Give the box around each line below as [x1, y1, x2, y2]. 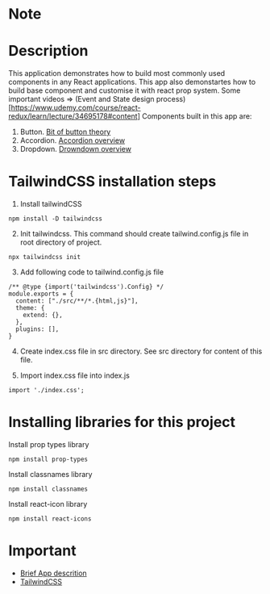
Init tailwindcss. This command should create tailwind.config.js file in [19, 229, 249, 239]
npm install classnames [8, 485, 89, 493]
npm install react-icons [8, 515, 92, 523]
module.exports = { [8, 290, 74, 299]
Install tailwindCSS [19, 199, 82, 209]
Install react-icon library [8, 500, 88, 508]
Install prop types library [8, 440, 89, 449]
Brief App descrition [19, 568, 87, 578]
